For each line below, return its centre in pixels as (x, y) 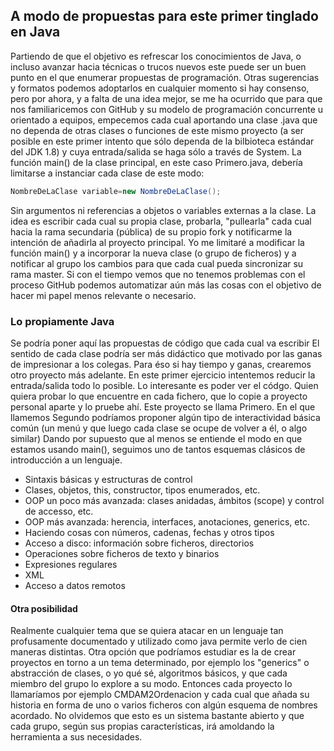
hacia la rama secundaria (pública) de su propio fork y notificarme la (151, 231)
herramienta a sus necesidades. (76, 737)
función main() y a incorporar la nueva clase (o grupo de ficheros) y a (153, 253)
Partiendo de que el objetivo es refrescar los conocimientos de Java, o (156, 56)
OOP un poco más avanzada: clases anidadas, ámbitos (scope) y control (174, 500)
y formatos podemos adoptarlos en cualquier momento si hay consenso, (160, 88)
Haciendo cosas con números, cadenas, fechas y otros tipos (149, 532)
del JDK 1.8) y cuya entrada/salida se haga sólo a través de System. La (156, 151)
